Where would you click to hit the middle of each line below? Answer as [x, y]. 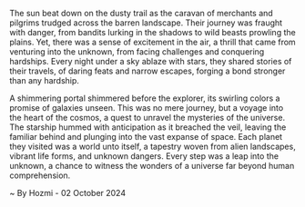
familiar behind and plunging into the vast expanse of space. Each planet [146, 137]
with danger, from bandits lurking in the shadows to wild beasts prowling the [152, 32]
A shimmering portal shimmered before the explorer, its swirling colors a [145, 98]
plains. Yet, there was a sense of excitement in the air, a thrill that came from [152, 42]
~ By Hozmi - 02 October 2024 [67, 193]
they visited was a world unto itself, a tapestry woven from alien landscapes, [152, 146]
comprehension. [40, 175]
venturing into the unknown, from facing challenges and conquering [137, 52]
